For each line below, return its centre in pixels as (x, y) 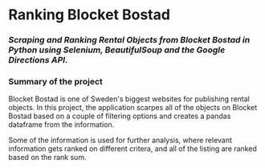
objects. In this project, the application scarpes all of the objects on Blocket (133, 108)
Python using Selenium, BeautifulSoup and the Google (117, 50)
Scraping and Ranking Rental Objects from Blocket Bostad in (129, 40)
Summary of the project (55, 82)
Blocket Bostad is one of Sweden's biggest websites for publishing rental (129, 99)
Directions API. (38, 60)
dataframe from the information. (61, 125)
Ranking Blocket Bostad (90, 15)
